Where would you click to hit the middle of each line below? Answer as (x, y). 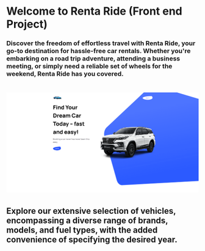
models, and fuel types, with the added (82, 230)
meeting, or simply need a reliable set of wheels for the (89, 67)
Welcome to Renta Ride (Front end (95, 11)
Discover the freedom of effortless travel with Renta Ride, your (101, 43)
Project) (27, 24)
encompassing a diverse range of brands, (87, 221)
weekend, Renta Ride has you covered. (65, 74)
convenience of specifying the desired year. (92, 240)
